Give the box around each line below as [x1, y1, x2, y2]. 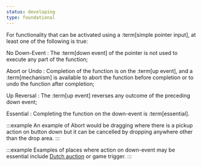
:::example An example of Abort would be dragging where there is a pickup [6, 121, 194, 129]
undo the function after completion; [6, 80, 95, 88]
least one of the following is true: [6, 37, 88, 45]
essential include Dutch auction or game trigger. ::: [6, 152, 132, 160]
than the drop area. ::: [6, 134, 60, 142]
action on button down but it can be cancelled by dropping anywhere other [6, 128, 193, 135]
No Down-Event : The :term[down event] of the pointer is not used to [6, 49, 178, 56]
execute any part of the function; [6, 56, 88, 63]
